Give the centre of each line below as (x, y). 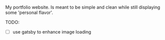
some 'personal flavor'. (29, 12)
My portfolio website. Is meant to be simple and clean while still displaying (83, 7)
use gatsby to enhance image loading (52, 32)
